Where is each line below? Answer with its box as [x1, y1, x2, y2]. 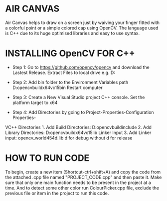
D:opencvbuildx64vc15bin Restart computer [12, 84, 103, 90]
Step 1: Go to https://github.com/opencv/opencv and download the [12, 64, 150, 70]
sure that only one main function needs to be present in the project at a [5, 179, 151, 185]
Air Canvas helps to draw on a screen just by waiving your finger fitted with [5, 19, 160, 25]
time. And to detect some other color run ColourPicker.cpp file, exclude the [5, 184, 160, 190]
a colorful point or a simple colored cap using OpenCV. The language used [5, 24, 159, 30]
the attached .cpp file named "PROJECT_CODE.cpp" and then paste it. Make [5, 174, 162, 180]
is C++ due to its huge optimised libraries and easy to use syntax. [5, 30, 140, 36]
